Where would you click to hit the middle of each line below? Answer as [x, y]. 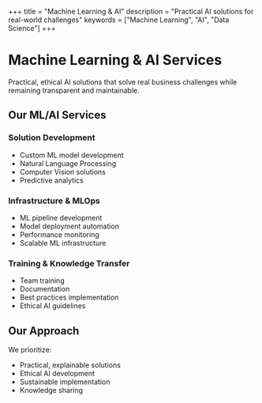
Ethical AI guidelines [52, 306]
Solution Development [52, 137]
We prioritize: [30, 350]
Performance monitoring [60, 234]
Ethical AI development [57, 374]
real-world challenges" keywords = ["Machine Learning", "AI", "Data [119, 20]
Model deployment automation [69, 226]
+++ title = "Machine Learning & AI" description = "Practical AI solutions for [131, 11]
